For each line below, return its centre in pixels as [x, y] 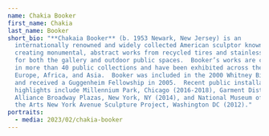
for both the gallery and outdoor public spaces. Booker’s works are [135, 61]
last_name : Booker [38, 30]
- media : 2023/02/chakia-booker [69, 120]
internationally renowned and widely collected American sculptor [128, 46]
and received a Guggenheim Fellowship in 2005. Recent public [122, 82]
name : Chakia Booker [42, 16]
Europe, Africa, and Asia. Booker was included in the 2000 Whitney [133, 75]
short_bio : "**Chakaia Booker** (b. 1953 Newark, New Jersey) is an [124, 38]
